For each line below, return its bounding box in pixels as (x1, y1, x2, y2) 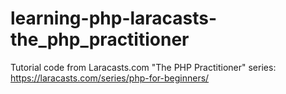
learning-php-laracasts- (10, 7, 218, 30)
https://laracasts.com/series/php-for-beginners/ (10, 72, 210, 84)
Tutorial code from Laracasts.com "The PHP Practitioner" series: (10, 61, 277, 73)
